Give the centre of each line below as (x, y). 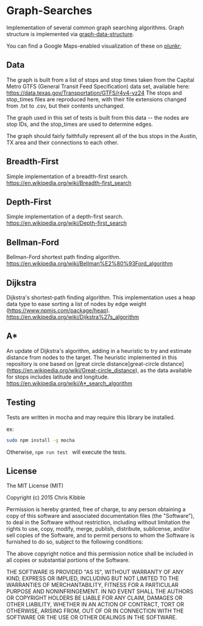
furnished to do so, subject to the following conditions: (75, 542)
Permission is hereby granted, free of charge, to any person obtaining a (96, 509)
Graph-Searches (49, 11)
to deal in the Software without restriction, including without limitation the (98, 522)
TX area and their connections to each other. (62, 142)
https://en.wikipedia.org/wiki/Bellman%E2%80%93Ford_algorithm (90, 264)
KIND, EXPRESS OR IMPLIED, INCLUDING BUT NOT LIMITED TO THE (93, 578)
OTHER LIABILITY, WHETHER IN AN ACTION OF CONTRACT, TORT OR (95, 605)
